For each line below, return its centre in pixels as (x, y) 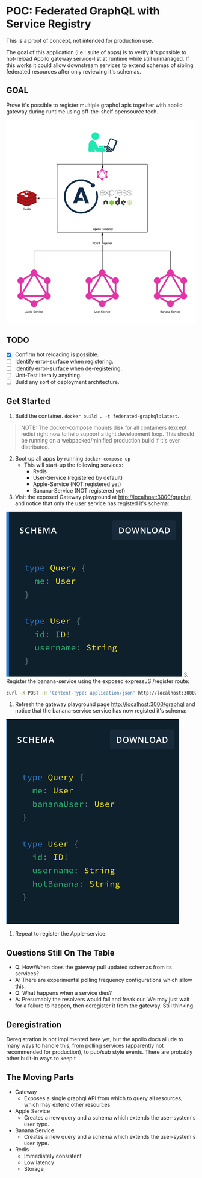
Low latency (39, 1162)
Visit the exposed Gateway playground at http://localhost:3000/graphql (103, 497)
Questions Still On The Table (61, 953)
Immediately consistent (53, 1156)
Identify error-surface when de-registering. (68, 368)
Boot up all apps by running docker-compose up (73, 458)
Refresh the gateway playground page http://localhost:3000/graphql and (105, 704)
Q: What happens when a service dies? (63, 993)
